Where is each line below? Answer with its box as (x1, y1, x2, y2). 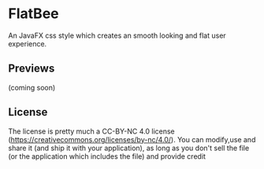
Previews (8, 62, 55, 75)
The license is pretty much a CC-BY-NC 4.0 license (8, 127, 175, 136)
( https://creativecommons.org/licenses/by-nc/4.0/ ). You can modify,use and (8, 134, 256, 144)
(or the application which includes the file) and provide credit (8, 151, 206, 161)
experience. (8, 39, 47, 48)
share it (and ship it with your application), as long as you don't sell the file (8, 143, 250, 152)
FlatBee (8, 5, 59, 23)
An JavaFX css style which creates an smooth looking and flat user (8, 31, 226, 40)
